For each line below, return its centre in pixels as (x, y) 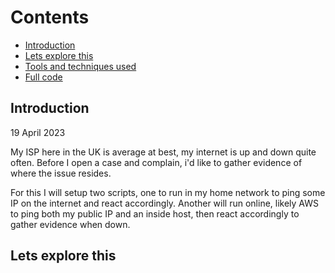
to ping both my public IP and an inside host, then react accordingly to (155, 213)
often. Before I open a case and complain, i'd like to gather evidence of (156, 162)
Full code (43, 77)
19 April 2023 (38, 132)
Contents (50, 17)
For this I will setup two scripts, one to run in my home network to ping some (168, 192)
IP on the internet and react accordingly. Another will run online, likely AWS (165, 203)
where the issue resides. (61, 173)
